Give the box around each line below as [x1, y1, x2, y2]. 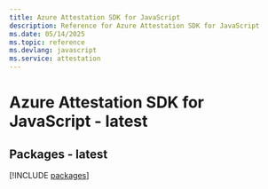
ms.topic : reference [9, 37, 86, 47]
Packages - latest [9, 146, 108, 161]
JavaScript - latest [9, 112, 148, 131]
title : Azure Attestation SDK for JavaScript [9, 12, 180, 22]
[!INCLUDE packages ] [9, 170, 90, 180]
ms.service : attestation [9, 54, 101, 63]
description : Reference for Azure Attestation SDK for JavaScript [9, 21, 260, 30]
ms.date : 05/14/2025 [9, 29, 86, 38]
